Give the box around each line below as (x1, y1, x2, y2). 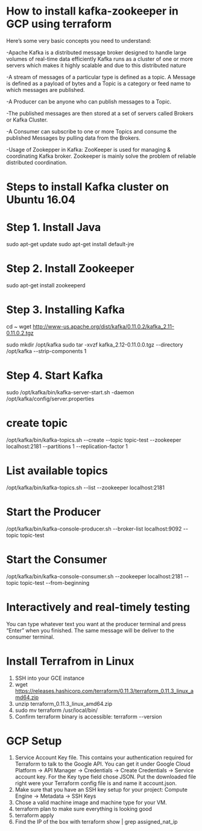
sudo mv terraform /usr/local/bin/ (14, 706, 98, 714)
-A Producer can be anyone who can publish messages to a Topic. (6, 98, 172, 105)
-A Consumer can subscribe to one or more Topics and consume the (6, 128, 177, 135)
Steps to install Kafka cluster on (6, 180, 169, 194)
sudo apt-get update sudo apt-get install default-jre (6, 241, 134, 248)
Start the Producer (6, 505, 101, 518)
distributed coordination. (6, 158, 68, 166)
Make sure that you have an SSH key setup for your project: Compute (14, 786, 188, 794)
